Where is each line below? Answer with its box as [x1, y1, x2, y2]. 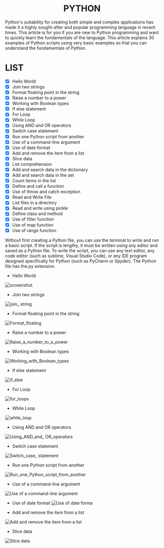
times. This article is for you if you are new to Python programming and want [5, 29, 159, 35]
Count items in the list [12, 178, 56, 183]
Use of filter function [12, 216, 54, 222]
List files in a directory [12, 200, 57, 206]
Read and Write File [12, 194, 52, 200]
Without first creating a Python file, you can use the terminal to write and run [5, 237, 159, 243]
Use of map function [12, 222, 54, 228]
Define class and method [12, 211, 62, 217]
